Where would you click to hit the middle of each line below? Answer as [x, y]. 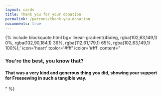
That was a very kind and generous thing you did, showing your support [81, 73]
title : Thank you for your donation [43, 14]
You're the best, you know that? [44, 61]
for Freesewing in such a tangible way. [46, 78]
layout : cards [20, 10]
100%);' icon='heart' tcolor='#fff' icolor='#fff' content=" [63, 48]
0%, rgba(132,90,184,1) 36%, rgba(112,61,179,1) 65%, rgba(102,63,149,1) [78, 43]
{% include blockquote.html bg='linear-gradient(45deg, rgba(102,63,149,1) [81, 38]
